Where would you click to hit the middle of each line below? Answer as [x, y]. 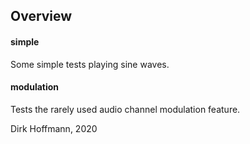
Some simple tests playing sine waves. [90, 64]
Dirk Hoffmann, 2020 [54, 128]
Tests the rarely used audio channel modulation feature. [125, 109]
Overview [41, 16]
